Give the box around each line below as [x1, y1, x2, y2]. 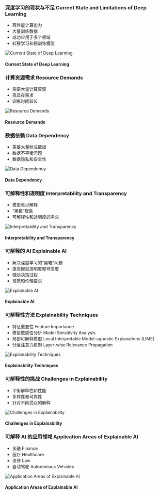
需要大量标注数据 [12, 144, 47, 150]
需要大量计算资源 [12, 86, 47, 92]
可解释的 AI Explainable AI [5, 248, 67, 255]
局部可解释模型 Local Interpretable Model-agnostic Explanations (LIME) [12, 335, 155, 341]
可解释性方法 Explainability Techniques [5, 312, 98, 319]
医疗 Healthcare [12, 451, 44, 457]
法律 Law [12, 457, 31, 463]
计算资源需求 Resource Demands [5, 74, 83, 81]
